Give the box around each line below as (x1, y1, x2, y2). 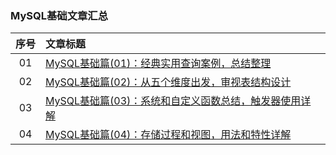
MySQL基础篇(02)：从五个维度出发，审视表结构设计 (45, 75, 292, 89)
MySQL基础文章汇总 (10, 8, 109, 22)
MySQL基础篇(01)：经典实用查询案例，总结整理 (45, 57, 272, 71)
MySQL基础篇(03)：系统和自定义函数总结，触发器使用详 (45, 94, 312, 108)
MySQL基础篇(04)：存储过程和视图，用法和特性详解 (45, 128, 292, 142)
